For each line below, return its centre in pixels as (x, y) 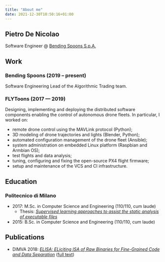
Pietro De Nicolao (32, 34)
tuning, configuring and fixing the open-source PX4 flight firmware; (81, 161)
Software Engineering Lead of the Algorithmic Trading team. (66, 86)
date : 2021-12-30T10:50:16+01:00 (39, 14)
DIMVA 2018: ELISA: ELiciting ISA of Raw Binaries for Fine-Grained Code (86, 249)
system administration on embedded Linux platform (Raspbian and (80, 145)
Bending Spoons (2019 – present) (46, 75)
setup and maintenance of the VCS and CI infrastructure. (70, 166)
